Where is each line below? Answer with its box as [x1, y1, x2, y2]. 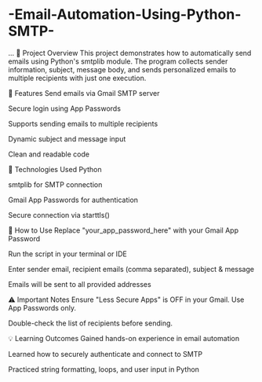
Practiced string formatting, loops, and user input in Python [8, 364, 200, 374]
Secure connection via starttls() [8, 210, 110, 219]
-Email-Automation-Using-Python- [8, 6, 242, 24]
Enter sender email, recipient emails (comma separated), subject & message [8, 264, 255, 274]
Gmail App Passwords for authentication [8, 195, 139, 204]
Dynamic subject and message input [8, 134, 126, 143]
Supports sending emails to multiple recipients [8, 119, 158, 128]
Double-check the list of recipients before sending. [8, 318, 173, 328]
